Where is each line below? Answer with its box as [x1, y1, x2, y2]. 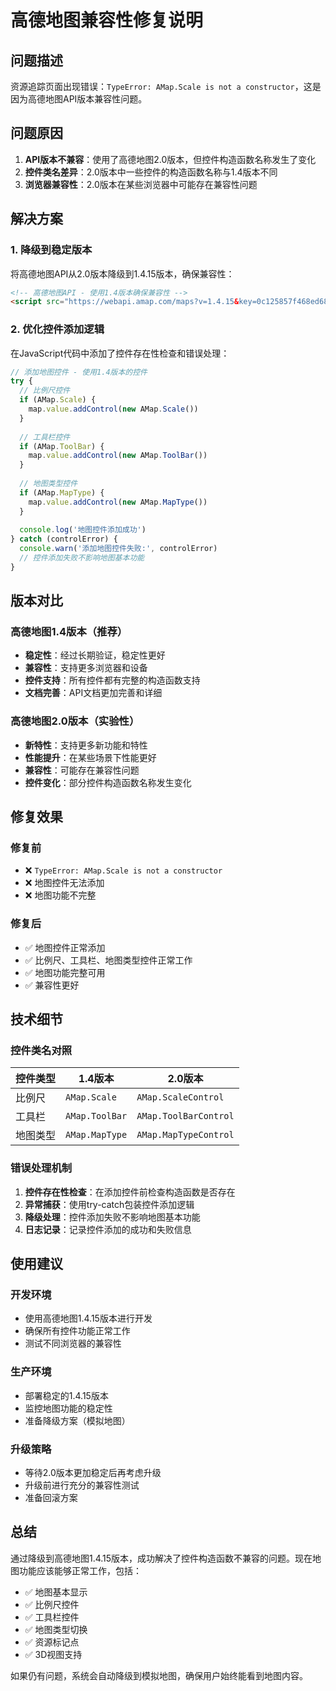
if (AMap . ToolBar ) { [19, 441, 105, 451]
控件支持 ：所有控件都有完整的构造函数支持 [24, 674, 201, 686]
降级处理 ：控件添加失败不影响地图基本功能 [24, 1211, 201, 1223]
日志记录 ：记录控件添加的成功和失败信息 [24, 1223, 192, 1235]
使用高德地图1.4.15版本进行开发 [24, 1312, 153, 1325]
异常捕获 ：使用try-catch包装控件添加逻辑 [24, 1198, 195, 1210]
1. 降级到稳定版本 [10, 243, 93, 257]
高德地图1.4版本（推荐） [10, 625, 128, 639]
